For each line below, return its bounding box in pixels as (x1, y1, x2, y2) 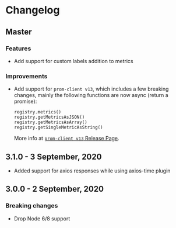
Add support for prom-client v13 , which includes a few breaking (13, 85, 169, 92)
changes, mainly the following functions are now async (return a (13, 92, 168, 99)
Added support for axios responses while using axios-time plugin (13, 167, 171, 174)
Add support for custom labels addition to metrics (13, 57, 133, 64)
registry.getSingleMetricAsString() (13, 125, 103, 130)
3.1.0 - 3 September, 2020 (5, 151, 102, 161)
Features (5, 44, 31, 53)
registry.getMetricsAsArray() (13, 119, 88, 126)
